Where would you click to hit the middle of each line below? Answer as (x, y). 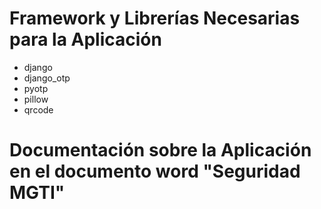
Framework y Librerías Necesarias (155, 18)
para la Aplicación (85, 39)
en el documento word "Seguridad (155, 171)
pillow (36, 99)
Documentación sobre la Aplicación (160, 150)
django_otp (47, 78)
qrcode (38, 109)
